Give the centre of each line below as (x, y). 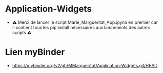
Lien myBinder (35, 52)
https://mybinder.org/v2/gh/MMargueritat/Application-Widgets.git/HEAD (85, 65)
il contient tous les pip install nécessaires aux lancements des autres (81, 27)
